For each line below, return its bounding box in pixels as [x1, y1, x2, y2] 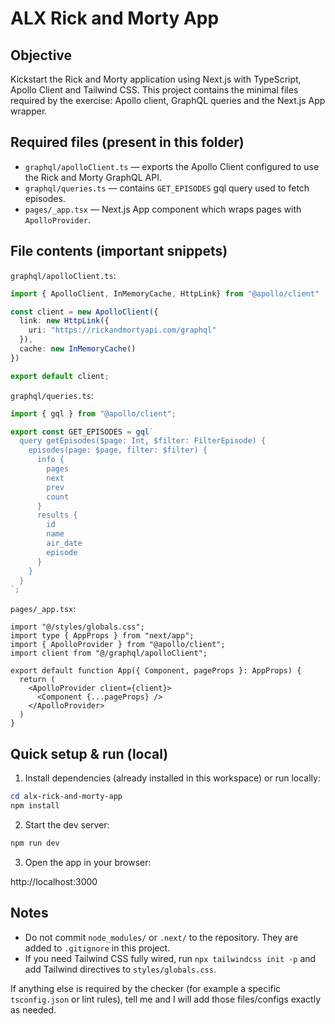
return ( [19, 675, 56, 685]
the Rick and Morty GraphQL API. [24, 171, 162, 183]
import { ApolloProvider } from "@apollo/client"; [10, 640, 226, 650]
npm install [10, 800, 60, 811]
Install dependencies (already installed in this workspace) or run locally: [24, 772, 321, 784]
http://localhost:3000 [10, 875, 98, 887]
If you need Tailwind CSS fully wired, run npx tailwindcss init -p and [24, 952, 317, 964]
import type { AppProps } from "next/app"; [10, 631, 195, 641]
